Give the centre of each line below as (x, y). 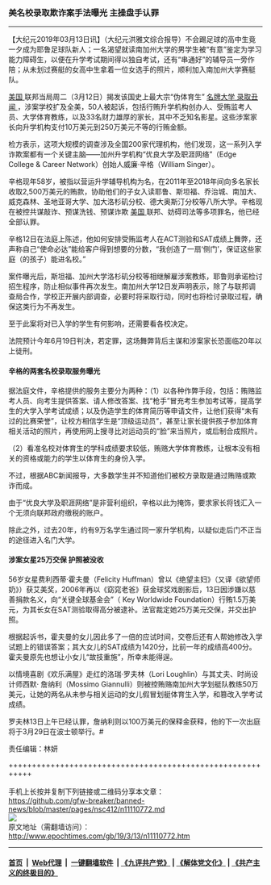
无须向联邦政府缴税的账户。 (61, 512)
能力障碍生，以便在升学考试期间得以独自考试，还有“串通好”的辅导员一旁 (128, 60)
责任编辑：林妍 (33, 749)
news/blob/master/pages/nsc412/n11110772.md (87, 809)
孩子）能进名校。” (58, 259)
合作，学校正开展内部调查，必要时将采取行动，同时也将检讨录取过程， (139, 297)
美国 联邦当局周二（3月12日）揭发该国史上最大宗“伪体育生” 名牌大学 (122, 97)
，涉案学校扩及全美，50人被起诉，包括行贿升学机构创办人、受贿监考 (131, 107)
